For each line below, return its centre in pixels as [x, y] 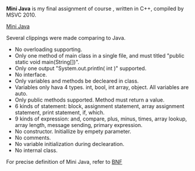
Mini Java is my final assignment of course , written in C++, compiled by [95, 9]
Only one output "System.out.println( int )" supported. [81, 68]
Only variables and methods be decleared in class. [77, 81]
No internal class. [36, 150]
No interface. [31, 75]
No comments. [33, 138]
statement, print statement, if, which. [60, 113]
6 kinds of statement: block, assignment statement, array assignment [100, 106]
